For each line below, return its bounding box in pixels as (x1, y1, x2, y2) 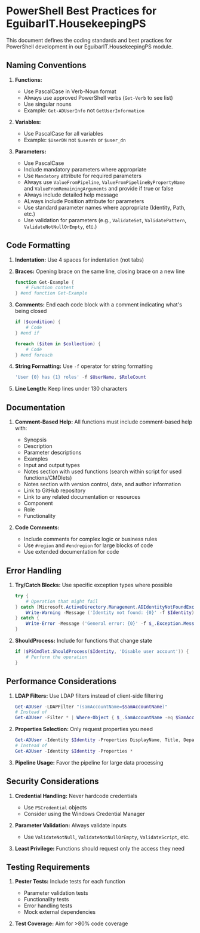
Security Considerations (6, 777, 100, 787)
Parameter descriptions (23, 449, 82, 456)
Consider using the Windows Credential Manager (23, 810, 145, 817)
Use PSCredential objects (23, 803, 87, 811)
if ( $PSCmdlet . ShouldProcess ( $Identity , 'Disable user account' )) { (14, 649, 189, 655)
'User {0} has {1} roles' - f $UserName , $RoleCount (14, 375, 146, 380)
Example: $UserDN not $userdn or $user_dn (23, 136, 127, 143)
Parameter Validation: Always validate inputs (14, 821, 127, 828)
